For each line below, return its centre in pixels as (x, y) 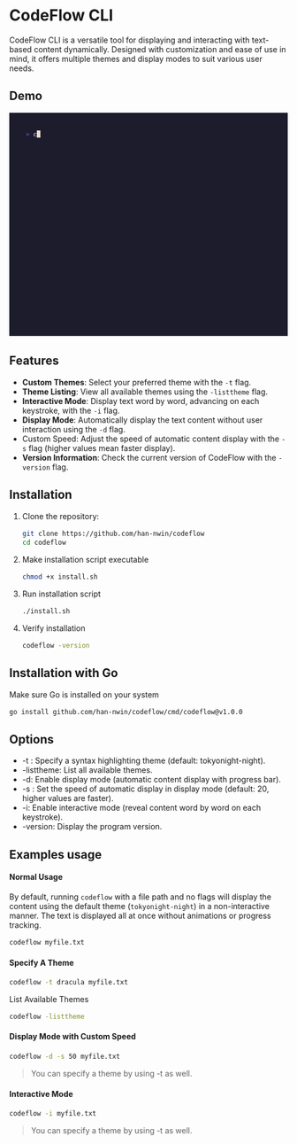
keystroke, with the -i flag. (71, 410)
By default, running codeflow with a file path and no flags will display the (141, 897)
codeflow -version (56, 646)
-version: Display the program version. (92, 827)
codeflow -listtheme (47, 1016)
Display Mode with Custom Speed (73, 1037)
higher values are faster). (68, 798)
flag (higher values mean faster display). (102, 447)
